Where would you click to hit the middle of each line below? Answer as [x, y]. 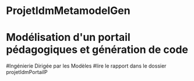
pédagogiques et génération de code [97, 50]
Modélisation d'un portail [68, 38]
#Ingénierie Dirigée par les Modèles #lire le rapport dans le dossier [86, 66]
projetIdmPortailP [27, 72]
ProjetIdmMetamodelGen [68, 11]
